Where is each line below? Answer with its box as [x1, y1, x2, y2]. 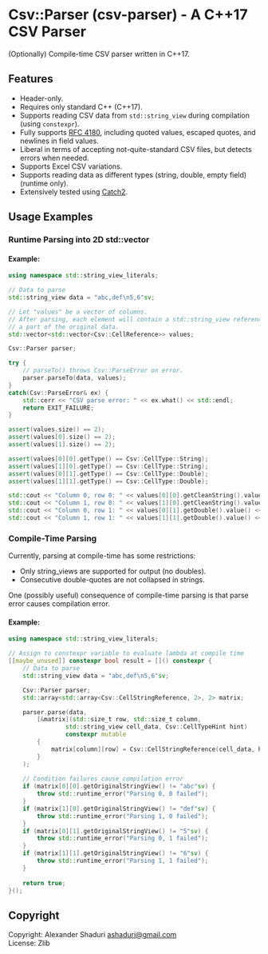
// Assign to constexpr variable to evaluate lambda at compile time [8, 649, 245, 657]
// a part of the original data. [8, 322, 120, 331]
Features [8, 72, 53, 86]
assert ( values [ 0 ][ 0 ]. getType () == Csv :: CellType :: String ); [8, 454, 209, 463]
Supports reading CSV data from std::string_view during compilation [19, 110, 250, 120]
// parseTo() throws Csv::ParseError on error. [22, 366, 183, 375]
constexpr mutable [65, 730, 127, 739]
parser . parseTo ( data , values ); [22, 374, 127, 382]
